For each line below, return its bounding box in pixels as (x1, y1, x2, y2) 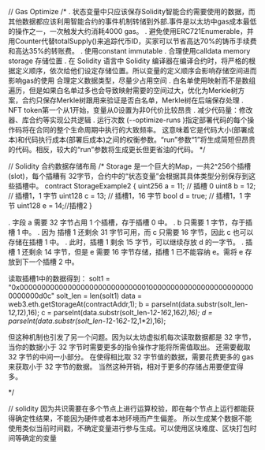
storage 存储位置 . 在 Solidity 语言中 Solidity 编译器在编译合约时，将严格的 (8, 56, 249, 65)
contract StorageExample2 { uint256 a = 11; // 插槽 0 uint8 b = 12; (44, 181, 256, 191)
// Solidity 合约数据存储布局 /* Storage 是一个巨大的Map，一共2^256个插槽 (8, 162, 252, 171)
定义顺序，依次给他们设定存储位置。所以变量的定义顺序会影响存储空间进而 (14, 66, 257, 75)
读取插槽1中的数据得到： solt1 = (8, 274, 110, 283)
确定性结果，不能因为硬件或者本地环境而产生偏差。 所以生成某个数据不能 (14, 414, 252, 423)
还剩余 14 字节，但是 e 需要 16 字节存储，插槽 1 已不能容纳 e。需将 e (21, 247, 244, 256)
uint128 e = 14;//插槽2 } (17, 201, 93, 210)
